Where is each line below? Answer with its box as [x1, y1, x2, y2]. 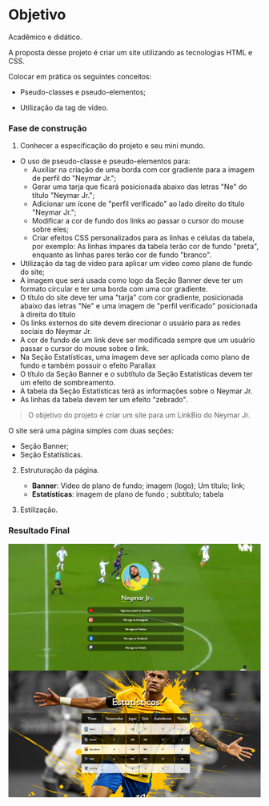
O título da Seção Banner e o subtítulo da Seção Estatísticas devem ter [19, 369, 254, 379]
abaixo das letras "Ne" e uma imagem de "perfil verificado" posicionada [19, 301, 258, 311]
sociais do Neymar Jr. [19, 327, 92, 337]
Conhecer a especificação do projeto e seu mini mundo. [19, 141, 206, 151]
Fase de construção [8, 123, 87, 134]
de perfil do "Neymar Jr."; [31, 174, 117, 183]
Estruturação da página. [19, 465, 100, 475]
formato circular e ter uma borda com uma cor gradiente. [19, 284, 208, 294]
